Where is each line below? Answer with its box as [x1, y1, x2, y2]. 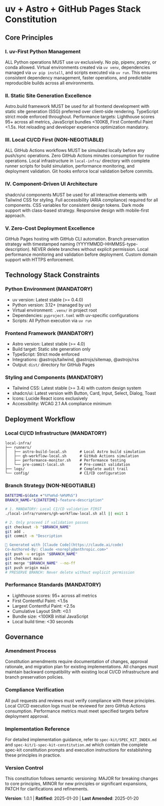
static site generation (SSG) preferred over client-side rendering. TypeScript [5, 109, 159, 115]
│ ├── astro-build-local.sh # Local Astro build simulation [5, 449, 146, 454]
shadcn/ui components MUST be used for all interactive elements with [5, 192, 147, 197]
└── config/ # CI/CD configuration [5, 471, 126, 476]
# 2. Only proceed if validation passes [5, 520, 89, 525]
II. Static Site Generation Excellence [5, 92, 92, 99]
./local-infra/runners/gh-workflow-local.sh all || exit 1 [5, 511, 128, 516]
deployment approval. [5, 713, 49, 719]
